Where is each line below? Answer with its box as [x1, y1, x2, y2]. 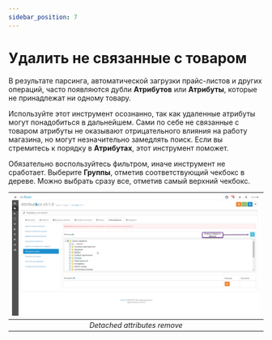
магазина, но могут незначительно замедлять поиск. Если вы [8, 134, 223, 144]
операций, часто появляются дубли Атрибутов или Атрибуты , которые [8, 84, 257, 94]
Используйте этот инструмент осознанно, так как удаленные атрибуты [8, 108, 256, 118]
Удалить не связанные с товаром [8, 49, 247, 67]
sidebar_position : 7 [8, 13, 79, 21]
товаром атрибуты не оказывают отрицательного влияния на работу [8, 125, 248, 135]
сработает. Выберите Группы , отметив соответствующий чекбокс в [8, 167, 245, 177]
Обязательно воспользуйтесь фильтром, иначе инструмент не [8, 159, 226, 168]
